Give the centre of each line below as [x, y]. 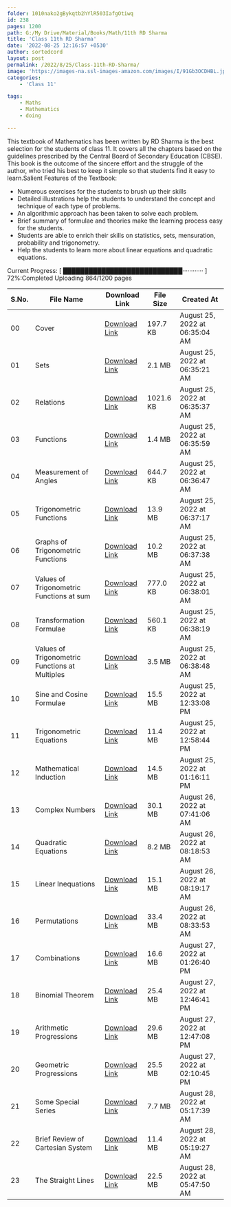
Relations [50, 402]
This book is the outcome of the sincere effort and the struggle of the [105, 163]
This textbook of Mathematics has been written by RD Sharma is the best [111, 141]
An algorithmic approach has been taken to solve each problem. [108, 213]
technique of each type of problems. [69, 206]
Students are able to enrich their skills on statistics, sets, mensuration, [116, 235]
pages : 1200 [24, 26]
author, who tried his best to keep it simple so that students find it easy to [111, 170]
